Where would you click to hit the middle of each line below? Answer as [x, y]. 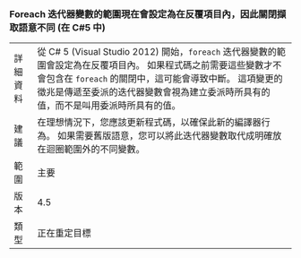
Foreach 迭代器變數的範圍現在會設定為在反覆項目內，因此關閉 [143, 13]
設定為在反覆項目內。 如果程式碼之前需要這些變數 [159, 65]
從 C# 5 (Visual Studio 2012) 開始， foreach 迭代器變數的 [157, 52]
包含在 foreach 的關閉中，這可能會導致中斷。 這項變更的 [164, 79]
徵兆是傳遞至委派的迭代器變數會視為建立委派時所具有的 [154, 92]
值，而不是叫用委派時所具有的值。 [109, 106]
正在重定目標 [64, 233]
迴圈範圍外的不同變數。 [95, 150]
